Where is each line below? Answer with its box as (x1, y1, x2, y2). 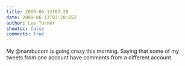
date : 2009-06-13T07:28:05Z (6, 14, 77, 20)
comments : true (6, 31, 45, 37)
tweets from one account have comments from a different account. (6, 54, 173, 61)
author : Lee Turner (6, 20, 55, 26)
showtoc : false (6, 25, 45, 32)
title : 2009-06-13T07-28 (6, 8, 69, 15)
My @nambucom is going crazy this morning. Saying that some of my (6, 47, 180, 55)
